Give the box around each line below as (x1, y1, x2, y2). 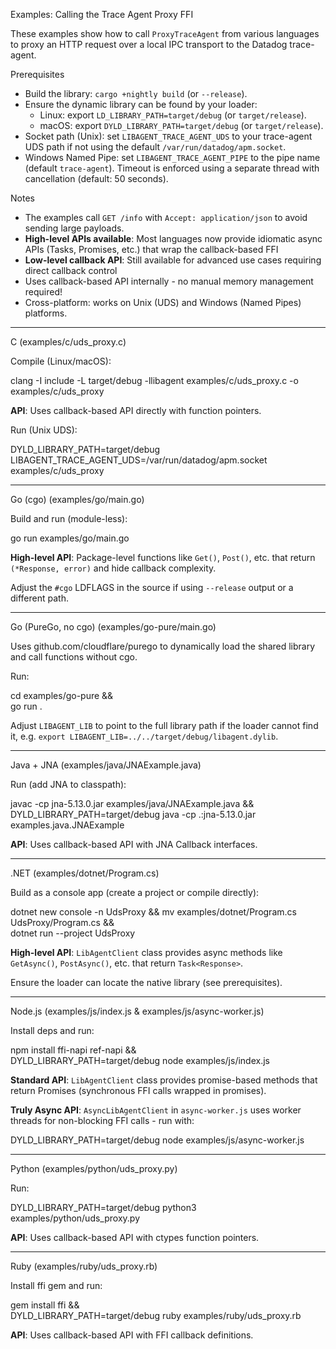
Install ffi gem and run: (10, 1280, 103, 1291)
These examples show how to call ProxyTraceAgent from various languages (10, 28, 320, 39)
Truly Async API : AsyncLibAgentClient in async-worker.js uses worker (10, 1104, 302, 1116)
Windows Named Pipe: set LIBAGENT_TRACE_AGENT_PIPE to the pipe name (24, 152, 321, 163)
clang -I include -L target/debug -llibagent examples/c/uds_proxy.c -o (10, 375, 299, 386)
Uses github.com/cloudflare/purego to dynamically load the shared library (10, 640, 316, 652)
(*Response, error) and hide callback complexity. (10, 562, 217, 574)
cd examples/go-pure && (10, 690, 114, 701)
